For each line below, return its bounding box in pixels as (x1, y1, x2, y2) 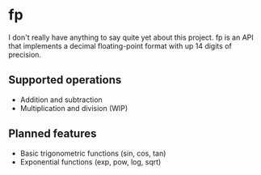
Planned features (8, 127, 97, 141)
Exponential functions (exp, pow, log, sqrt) (19, 156, 162, 167)
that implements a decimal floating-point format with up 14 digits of (8, 41, 232, 50)
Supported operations (8, 73, 122, 87)
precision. (8, 49, 42, 59)
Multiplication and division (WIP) (19, 103, 128, 113)
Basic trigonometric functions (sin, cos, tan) (19, 148, 166, 158)
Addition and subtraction (19, 95, 103, 105)
